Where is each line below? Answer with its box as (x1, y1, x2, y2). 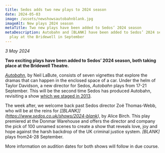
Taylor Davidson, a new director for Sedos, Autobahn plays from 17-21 (5, 82, 147, 88)
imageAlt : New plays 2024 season (5, 21, 74, 26)
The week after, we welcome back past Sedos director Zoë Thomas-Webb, (5, 102, 157, 108)
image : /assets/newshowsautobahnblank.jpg (5, 16, 93, 21)
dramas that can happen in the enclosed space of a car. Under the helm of (5, 77, 156, 83)
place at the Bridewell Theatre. (5, 62, 69, 69)
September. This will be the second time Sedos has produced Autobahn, (5, 88, 152, 94)
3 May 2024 (5, 48, 30, 54)
